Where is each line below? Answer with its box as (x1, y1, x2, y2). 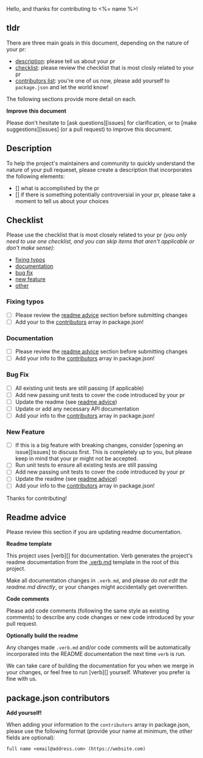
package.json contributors (6, 693, 110, 703)
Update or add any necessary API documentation (15, 405, 139, 412)
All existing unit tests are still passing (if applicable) (15, 384, 144, 392)
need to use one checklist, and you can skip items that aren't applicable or (6, 238, 195, 245)
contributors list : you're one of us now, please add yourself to (15, 76, 170, 84)
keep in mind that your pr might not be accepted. (15, 455, 138, 463)
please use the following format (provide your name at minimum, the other (6, 727, 193, 735)
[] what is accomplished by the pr (15, 184, 99, 191)
